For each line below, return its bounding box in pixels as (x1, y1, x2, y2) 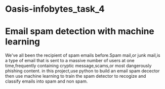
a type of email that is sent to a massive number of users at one (5, 58, 135, 64)
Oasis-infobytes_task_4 (5, 3, 105, 15)
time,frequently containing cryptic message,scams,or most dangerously (5, 63, 152, 69)
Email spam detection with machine (5, 26, 155, 37)
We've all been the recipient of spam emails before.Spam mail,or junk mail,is (5, 52, 161, 58)
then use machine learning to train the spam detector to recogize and (5, 73, 146, 79)
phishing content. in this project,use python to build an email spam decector (5, 68, 160, 74)
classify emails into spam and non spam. (5, 78, 88, 84)
